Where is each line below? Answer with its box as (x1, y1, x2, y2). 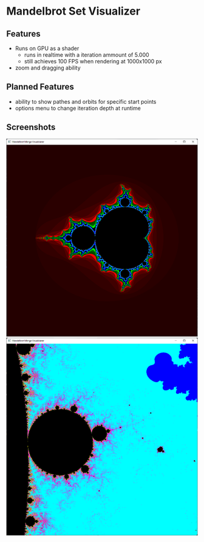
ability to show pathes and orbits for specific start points (15, 98, 157, 105)
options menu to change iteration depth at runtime (15, 104, 141, 112)
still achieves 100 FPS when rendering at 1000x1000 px (24, 58, 162, 65)
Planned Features (6, 82, 75, 92)
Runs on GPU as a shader (15, 45, 80, 52)
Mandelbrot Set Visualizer (6, 4, 141, 18)
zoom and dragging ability (15, 64, 81, 71)
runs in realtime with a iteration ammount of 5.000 (24, 51, 150, 59)
